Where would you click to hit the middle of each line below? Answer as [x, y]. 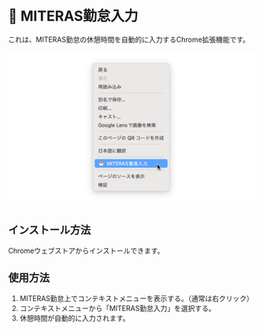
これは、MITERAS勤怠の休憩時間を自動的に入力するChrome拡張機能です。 [129, 39]
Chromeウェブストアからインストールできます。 [86, 250]
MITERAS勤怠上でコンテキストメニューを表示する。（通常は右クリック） [136, 298]
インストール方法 [50, 230]
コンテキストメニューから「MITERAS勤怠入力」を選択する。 [117, 308]
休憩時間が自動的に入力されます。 [74, 318]
